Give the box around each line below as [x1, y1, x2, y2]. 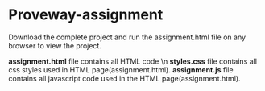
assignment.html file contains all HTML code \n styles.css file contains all [8, 56, 258, 66]
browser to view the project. [8, 40, 102, 50]
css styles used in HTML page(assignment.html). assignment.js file [8, 64, 234, 74]
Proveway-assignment [8, 6, 164, 24]
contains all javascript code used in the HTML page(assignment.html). [8, 73, 241, 83]
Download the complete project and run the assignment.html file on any [8, 32, 246, 42]
